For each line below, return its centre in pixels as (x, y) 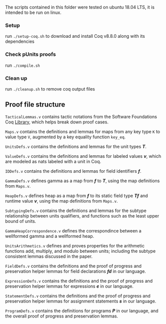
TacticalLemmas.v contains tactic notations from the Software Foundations (81, 116)
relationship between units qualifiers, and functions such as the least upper (82, 216)
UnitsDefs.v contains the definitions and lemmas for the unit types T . (76, 146)
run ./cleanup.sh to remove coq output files (50, 89)
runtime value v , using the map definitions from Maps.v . (62, 201)
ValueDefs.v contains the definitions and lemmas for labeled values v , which (83, 156)
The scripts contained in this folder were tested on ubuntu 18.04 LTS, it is (80, 7)
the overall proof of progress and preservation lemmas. (62, 316)
